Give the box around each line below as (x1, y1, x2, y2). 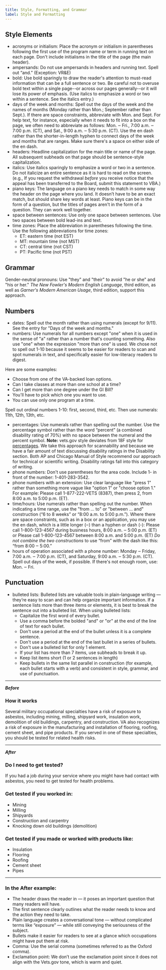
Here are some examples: (5, 366, 58, 372)
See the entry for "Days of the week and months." (12, 325, 114, 331)
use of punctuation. (19, 670, 60, 676)
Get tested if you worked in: (5, 790, 73, 797)
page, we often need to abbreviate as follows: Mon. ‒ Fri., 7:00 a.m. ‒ (12, 123, 154, 129)
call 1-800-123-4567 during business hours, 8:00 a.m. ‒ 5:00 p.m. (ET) (12, 527, 157, 533)
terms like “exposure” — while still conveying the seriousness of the (12, 922, 151, 928)
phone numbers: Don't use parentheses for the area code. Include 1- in (12, 469, 157, 475)
